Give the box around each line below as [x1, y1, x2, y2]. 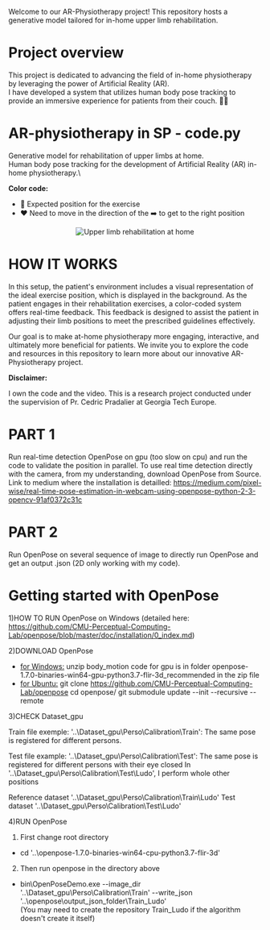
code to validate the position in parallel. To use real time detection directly [8, 460, 253, 470]
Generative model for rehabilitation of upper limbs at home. [8, 151, 204, 160]
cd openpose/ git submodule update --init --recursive [70, 687, 248, 696]
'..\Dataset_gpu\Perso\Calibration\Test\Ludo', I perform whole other [8, 768, 231, 778]
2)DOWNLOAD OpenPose [8, 646, 94, 655]
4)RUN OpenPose [8, 816, 67, 826]
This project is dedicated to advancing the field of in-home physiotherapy [8, 70, 252, 80]
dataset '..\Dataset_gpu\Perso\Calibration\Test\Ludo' [8, 801, 182, 811]
